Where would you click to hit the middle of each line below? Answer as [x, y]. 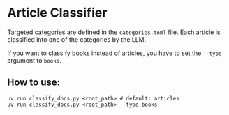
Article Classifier [57, 13]
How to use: [34, 83]
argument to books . [34, 60]
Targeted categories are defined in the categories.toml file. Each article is [114, 32]
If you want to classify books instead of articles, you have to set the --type [114, 53]
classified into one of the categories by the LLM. [77, 39]
